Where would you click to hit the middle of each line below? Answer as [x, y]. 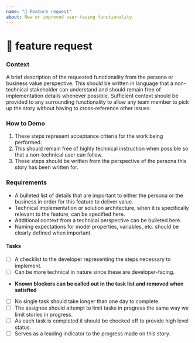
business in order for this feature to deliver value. [74, 201]
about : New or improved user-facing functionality [69, 17]
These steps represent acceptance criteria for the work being [89, 136]
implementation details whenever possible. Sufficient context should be [92, 96]
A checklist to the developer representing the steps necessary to [93, 259]
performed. [28, 142]
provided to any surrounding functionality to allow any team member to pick [97, 102]
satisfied [25, 290]
